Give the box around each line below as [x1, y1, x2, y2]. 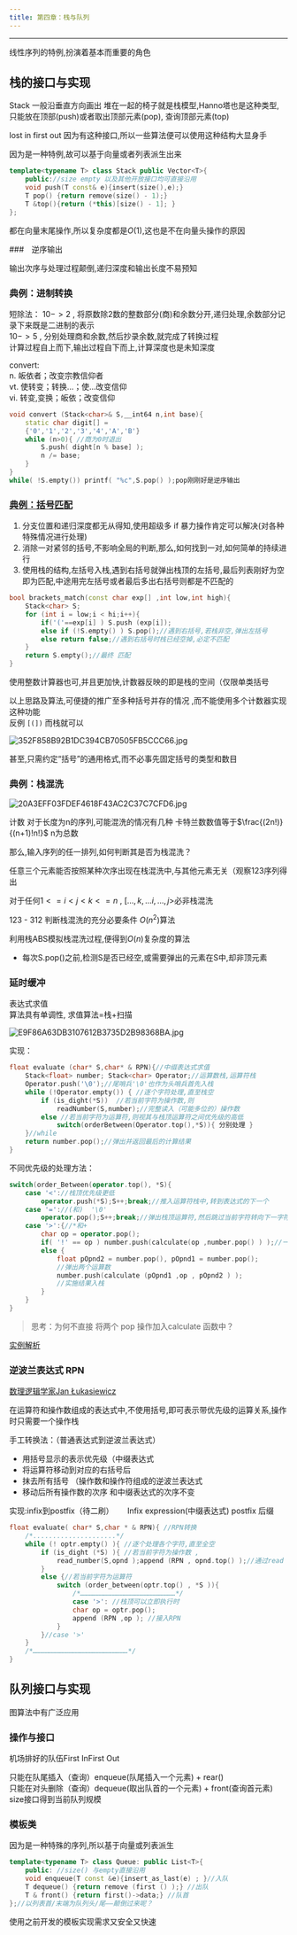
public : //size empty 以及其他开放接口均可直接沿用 [25, 175, 197, 184]
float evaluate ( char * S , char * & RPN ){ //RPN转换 [9, 1523, 197, 1533]
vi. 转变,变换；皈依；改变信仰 [9, 392, 116, 403]
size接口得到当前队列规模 [9, 1794, 102, 1805]
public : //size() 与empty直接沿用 [25, 1866, 146, 1875]
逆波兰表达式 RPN [9, 1364, 85, 1376]
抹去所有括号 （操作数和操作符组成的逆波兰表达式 [21, 1476, 203, 1487]
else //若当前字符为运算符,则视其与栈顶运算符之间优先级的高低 [41, 1113, 244, 1122]
